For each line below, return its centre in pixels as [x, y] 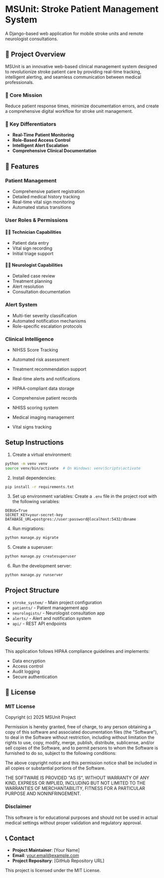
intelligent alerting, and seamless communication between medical [73, 77]
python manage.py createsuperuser [41, 556]
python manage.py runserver [34, 575]
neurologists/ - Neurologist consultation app [58, 613]
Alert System [21, 305]
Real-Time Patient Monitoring [43, 135]
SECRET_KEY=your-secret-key [34, 515]
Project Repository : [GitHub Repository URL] [58, 861]
